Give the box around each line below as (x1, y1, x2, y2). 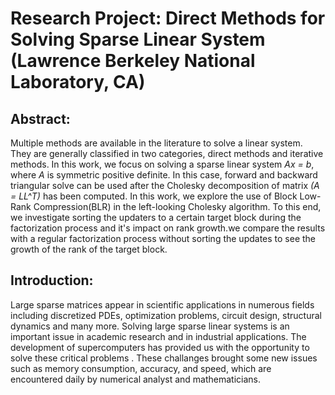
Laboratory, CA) (10, 71, 146, 94)
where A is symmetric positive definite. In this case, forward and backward (10, 169, 318, 181)
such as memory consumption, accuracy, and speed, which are (10, 362, 272, 374)
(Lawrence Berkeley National (10, 50, 256, 72)
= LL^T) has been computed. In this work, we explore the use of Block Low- (10, 190, 322, 202)
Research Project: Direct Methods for (10, 7, 326, 30)
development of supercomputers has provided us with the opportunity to (10, 341, 310, 353)
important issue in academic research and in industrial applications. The (10, 330, 307, 342)
